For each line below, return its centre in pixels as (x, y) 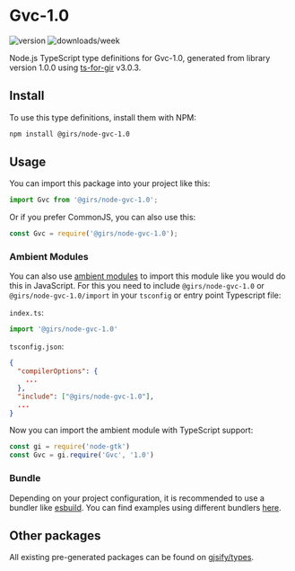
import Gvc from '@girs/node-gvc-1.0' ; (84, 200)
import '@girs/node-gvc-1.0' (64, 329)
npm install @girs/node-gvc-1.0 (69, 134)
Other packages (55, 535)
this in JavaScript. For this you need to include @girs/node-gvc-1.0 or (137, 286)
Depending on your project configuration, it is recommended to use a (137, 498)
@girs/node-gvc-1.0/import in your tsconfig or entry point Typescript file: (145, 295)
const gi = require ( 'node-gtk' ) (69, 447)
